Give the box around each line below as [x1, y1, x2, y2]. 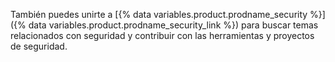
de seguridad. [10, 40, 68, 52]
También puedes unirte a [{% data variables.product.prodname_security [10, 9, 308, 20]
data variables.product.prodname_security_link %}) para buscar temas [28, 19, 319, 31]
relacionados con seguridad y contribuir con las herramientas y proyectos [10, 30, 315, 41]
